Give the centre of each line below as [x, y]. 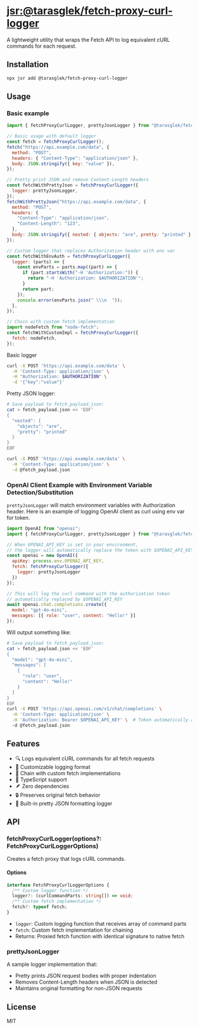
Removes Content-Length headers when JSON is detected [86, 982]
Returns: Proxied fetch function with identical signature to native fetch [100, 936]
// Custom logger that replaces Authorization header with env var [91, 251]
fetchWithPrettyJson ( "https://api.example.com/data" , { [76, 202]
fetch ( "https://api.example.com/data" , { [58, 147]
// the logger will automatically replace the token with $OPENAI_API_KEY [100, 550]
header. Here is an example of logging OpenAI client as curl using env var [96, 511]
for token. [19, 517]
